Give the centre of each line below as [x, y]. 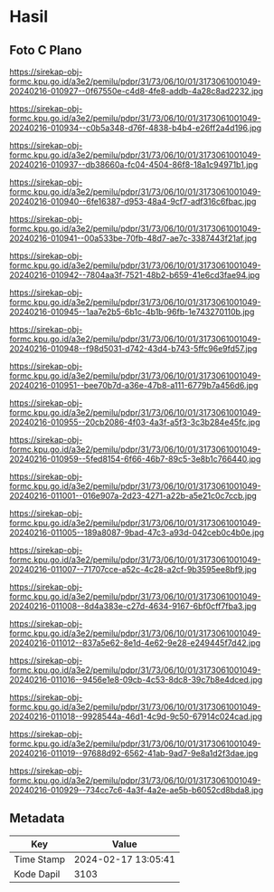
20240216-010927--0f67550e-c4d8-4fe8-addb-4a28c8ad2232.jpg [137, 91]
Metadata [37, 818]
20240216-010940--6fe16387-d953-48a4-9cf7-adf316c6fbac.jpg [133, 201]
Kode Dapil [37, 874]
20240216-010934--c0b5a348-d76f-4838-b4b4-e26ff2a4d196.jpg [136, 128]
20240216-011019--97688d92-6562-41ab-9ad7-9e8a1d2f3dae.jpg [134, 753]
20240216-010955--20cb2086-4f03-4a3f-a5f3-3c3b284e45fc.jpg [135, 422]
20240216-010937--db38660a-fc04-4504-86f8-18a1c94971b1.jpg [134, 164]
